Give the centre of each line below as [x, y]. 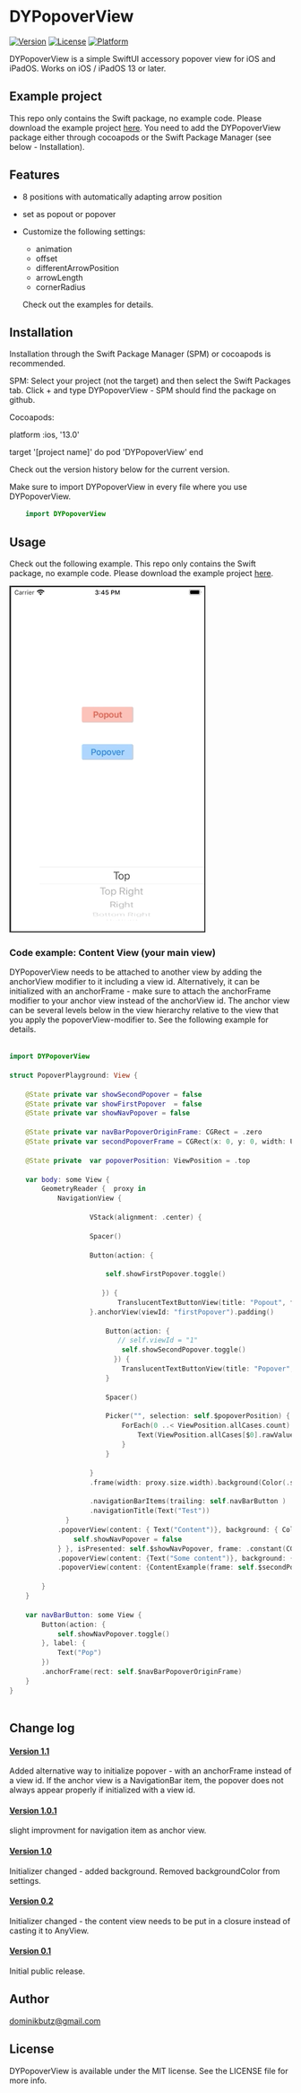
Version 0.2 [31, 1901]
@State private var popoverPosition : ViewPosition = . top [138, 1160]
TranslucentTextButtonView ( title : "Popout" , [202, 1302]
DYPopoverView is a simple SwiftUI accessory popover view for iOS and [142, 58]
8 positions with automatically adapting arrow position [122, 197]
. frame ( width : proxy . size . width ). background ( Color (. [190, 1483]
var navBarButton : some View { [84, 1615]
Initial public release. [47, 1971]
